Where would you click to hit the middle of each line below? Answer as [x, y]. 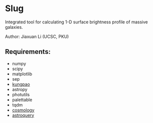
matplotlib [22, 74]
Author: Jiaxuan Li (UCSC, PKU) [37, 36]
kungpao [21, 84]
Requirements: [28, 52]
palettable [22, 100]
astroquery [23, 115]
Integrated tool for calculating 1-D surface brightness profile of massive [76, 22]
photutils [21, 94]
